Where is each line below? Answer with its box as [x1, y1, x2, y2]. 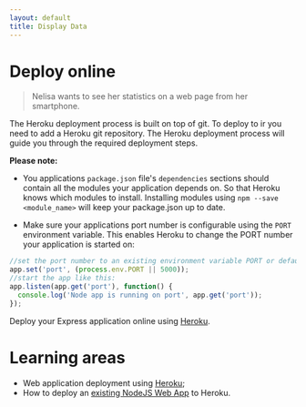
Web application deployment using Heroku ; [22, 377, 185, 388]
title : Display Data [9, 22, 88, 31]
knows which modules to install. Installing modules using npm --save [22, 192, 280, 203]
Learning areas [9, 347, 126, 368]
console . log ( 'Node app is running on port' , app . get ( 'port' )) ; [17, 290, 262, 300]
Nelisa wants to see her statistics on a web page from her [31, 91, 249, 102]
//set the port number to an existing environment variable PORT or [9, 257, 275, 266]
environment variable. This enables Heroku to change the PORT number [22, 229, 293, 240]
